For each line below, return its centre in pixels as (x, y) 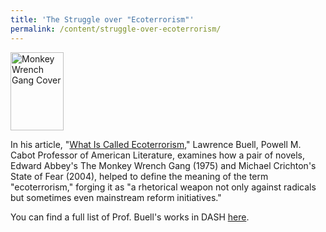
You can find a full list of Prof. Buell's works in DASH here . (130, 217)
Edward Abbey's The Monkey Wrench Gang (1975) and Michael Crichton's (163, 165)
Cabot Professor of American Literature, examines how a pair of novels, (157, 155)
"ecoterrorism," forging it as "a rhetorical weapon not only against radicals (163, 187)
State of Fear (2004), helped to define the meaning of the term (139, 176)
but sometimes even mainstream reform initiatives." (116, 197)
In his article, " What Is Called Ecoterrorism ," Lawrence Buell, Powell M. (156, 144)
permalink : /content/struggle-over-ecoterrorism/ (116, 29)
